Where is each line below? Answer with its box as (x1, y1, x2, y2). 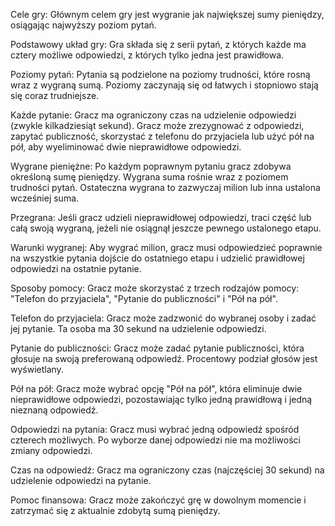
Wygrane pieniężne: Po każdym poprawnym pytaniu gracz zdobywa (10, 160, 292, 172)
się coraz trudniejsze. (10, 90, 100, 101)
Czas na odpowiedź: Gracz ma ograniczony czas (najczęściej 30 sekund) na (10, 464, 325, 476)
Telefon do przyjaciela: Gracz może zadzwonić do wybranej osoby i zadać (10, 312, 317, 324)
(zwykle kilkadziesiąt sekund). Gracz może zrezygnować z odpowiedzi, (10, 120, 305, 131)
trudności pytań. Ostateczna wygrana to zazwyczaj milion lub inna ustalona (10, 182, 321, 193)
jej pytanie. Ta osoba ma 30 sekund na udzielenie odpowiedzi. (10, 323, 267, 334)
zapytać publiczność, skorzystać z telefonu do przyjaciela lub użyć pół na (10, 130, 315, 142)
